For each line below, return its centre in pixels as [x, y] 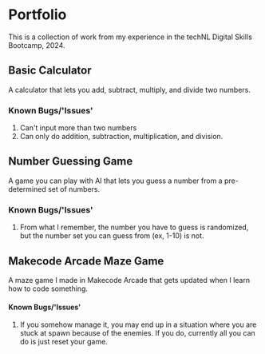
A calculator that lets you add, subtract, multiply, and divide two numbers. [130, 89]
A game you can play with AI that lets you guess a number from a [115, 181]
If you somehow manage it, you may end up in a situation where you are [138, 324]
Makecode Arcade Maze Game [86, 261]
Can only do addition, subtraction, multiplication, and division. [121, 137]
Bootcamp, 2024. [37, 45]
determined [27, 189]
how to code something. [48, 288]
